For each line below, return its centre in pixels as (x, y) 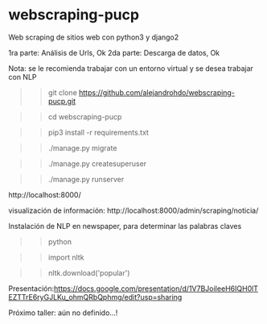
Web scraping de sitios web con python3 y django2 (94, 37)
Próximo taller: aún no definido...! (63, 313)
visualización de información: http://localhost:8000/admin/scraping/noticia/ (133, 210)
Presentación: (31, 289)
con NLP (23, 77)
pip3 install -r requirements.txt (98, 132)
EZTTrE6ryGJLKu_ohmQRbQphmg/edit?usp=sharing (95, 297)
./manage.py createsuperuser (97, 164)
